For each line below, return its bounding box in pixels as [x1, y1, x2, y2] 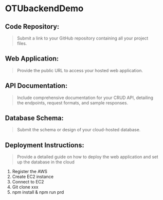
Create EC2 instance [12, 174, 54, 180]
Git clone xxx [12, 184, 39, 190]
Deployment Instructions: [5, 141, 84, 149]
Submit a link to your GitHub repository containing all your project [17, 35, 148, 41]
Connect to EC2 [12, 179, 44, 185]
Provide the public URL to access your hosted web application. [17, 67, 143, 73]
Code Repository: [5, 22, 59, 31]
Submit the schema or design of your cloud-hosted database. [17, 127, 141, 133]
